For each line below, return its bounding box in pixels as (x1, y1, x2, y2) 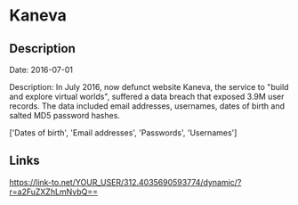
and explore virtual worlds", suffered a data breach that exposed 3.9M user (9, 91, 285, 102)
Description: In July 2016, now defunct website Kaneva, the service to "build (9, 82, 289, 92)
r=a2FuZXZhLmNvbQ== (9, 186, 98, 197)
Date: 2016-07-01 (9, 64, 74, 75)
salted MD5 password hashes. (9, 111, 120, 120)
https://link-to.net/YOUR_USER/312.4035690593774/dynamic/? (9, 176, 242, 187)
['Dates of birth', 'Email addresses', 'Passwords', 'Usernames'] (9, 127, 238, 138)
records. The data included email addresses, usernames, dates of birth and (9, 101, 286, 111)
